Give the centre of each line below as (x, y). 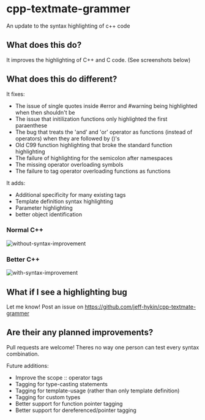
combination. (23, 354)
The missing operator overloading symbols (69, 164)
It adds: (16, 183)
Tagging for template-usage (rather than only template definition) (97, 391)
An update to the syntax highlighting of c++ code (68, 26)
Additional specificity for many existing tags (70, 194)
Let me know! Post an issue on (45, 307)
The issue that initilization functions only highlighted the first (91, 119)
